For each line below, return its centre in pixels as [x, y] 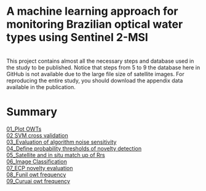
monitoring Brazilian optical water [95, 24]
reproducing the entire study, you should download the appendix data [95, 80]
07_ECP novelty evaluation [40, 168]
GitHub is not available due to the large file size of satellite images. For [95, 74]
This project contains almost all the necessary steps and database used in [100, 61]
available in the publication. [41, 87]
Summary [32, 112]
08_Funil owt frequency [36, 174]
